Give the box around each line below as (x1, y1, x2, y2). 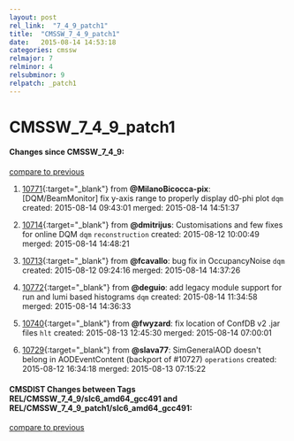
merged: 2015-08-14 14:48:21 (21, 238, 130, 249)
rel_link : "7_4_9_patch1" (9, 21, 109, 30)
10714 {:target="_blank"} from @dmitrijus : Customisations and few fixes (21, 220, 283, 230)
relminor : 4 (9, 63, 53, 72)
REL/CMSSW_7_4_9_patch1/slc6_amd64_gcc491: (9, 402, 192, 413)
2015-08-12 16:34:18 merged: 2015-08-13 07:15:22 (21, 364, 207, 375)
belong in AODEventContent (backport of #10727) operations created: (21, 354, 277, 365)
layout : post (9, 12, 57, 22)
